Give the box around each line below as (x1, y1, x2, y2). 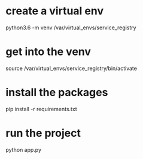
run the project (5, 127, 81, 140)
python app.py (5, 146, 42, 153)
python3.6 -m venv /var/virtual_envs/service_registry (5, 24, 136, 31)
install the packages (5, 85, 108, 99)
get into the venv (5, 45, 91, 59)
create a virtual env (5, 4, 104, 18)
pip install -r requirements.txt (5, 105, 77, 112)
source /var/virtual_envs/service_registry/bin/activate (5, 65, 137, 72)
